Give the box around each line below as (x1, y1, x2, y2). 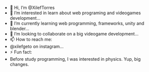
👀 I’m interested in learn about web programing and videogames (9, 10, 141, 16)
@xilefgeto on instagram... (9, 43, 64, 49)
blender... (9, 26, 30, 32)
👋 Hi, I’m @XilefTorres (9, 5, 55, 10)
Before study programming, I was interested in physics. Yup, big (9, 56, 141, 62)
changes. (9, 62, 29, 67)
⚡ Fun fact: (9, 49, 32, 55)
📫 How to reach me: (9, 36, 52, 42)
